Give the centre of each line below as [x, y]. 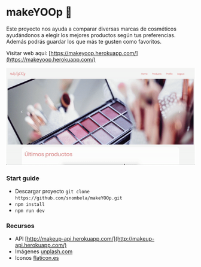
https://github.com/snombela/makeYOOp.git [68, 198]
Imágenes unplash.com [44, 251]
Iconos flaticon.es [37, 258]
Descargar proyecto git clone [52, 191]
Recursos [20, 226]
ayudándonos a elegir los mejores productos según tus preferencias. [91, 35]
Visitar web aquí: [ [28, 53]
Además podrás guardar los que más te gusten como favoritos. [84, 41]
